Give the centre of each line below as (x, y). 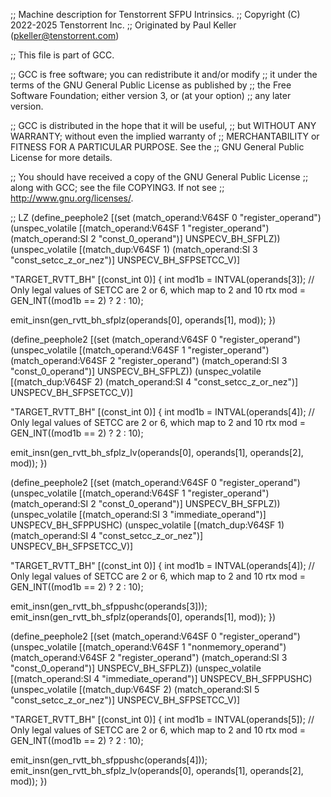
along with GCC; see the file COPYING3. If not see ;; (117, 187)
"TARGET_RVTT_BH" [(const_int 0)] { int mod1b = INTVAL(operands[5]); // (162, 719)
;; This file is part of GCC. (62, 55)
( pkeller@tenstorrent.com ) (65, 35)
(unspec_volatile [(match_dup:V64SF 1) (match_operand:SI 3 (134, 249)
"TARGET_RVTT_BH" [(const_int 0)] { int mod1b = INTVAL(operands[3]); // (162, 279)
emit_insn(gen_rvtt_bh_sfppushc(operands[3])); (109, 606)
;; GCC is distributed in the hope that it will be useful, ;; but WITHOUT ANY (163, 125)
